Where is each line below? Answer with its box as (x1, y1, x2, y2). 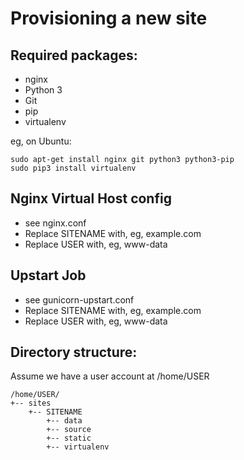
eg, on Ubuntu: (10, 135, 72, 147)
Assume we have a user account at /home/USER (10, 370, 210, 382)
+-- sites (10, 398, 52, 409)
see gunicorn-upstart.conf (24, 293, 135, 306)
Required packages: (10, 47, 138, 64)
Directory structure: (10, 344, 138, 361)
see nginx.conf (24, 217, 87, 229)
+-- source (46, 425, 92, 435)
